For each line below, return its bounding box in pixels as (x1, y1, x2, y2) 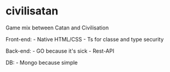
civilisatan (5, 4, 58, 18)
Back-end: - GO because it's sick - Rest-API (5, 47, 115, 55)
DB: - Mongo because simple (5, 59, 78, 66)
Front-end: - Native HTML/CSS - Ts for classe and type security (5, 35, 164, 43)
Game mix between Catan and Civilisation (5, 24, 109, 31)
